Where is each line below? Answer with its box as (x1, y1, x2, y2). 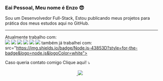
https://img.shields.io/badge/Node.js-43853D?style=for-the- (16, 45, 138, 51)
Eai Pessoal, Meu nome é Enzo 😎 (5, 4, 84, 11)
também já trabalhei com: (41, 40, 92, 46)
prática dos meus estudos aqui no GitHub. (5, 20, 89, 26)
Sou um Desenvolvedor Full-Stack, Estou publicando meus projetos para (5, 15, 150, 21)
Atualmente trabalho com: (5, 34, 57, 40)
